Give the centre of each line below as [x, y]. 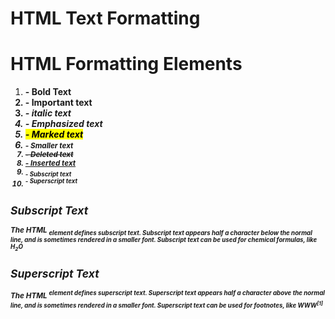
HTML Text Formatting [105, 18]
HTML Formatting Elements [126, 64]
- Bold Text [48, 92]
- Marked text [54, 134]
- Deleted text [49, 155]
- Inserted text [50, 163]
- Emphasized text [63, 124]
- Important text [58, 103]
